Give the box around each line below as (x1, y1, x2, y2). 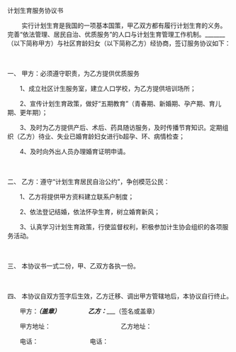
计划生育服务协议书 (7, 6, 64, 14)
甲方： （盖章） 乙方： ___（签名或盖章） (19, 307, 159, 315)
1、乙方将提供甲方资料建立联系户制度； (19, 192, 135, 201)
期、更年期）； (7, 109, 48, 116)
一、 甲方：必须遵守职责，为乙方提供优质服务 (7, 70, 140, 77)
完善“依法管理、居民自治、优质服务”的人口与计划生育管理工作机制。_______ (7, 31, 225, 38)
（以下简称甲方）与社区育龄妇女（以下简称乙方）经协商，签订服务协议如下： (7, 39, 231, 48)
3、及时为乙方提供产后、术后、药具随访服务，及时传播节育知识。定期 (19, 123, 223, 131)
